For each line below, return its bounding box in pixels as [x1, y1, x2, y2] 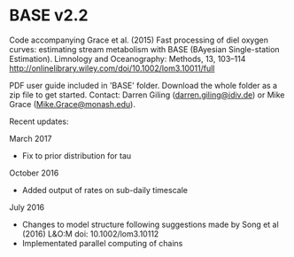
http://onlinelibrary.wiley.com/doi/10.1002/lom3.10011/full [9, 63, 215, 74]
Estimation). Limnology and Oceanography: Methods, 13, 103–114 [9, 53, 246, 64]
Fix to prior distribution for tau [21, 150, 132, 160]
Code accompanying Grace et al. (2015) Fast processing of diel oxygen [9, 35, 268, 45]
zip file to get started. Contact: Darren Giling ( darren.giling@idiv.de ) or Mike [9, 90, 285, 100]
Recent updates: [9, 116, 69, 127]
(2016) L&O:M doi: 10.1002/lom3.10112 [21, 228, 159, 239]
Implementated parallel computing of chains [21, 238, 183, 248]
